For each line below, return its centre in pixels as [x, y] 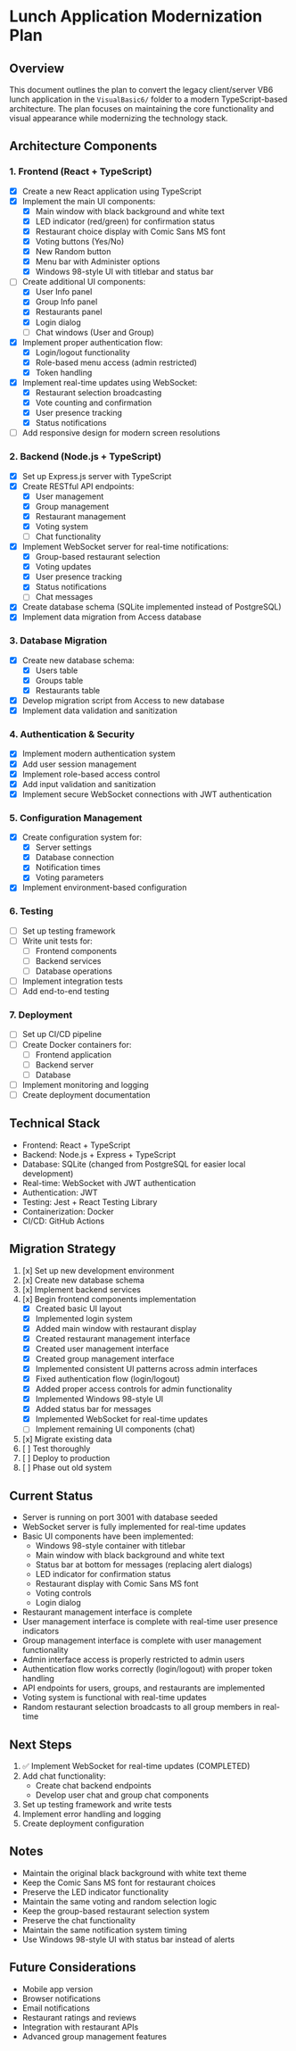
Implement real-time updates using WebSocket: [110, 382]
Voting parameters [70, 877]
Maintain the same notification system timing [104, 1930]
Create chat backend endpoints [93, 1785]
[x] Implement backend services [81, 1289]
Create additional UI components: [84, 282]
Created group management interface [105, 1358]
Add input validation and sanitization [89, 784]
